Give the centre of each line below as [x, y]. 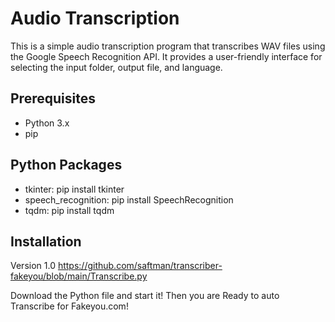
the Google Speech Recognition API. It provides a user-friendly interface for [166, 56]
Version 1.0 [33, 266]
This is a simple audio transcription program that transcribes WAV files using [168, 46]
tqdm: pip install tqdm [69, 210]
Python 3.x [47, 123]
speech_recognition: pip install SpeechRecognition [129, 199]
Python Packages [66, 165]
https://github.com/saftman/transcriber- [140, 266]
